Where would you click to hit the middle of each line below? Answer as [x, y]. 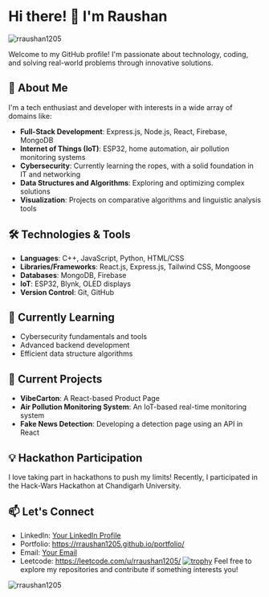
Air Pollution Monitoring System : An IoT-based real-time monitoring [133, 407]
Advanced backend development [75, 346]
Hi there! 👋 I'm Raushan [88, 16]
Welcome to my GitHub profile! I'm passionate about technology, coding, [128, 54]
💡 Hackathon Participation [75, 458]
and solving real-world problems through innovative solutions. [111, 63]
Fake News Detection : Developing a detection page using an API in [131, 424]
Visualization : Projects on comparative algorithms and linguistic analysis [141, 199]
